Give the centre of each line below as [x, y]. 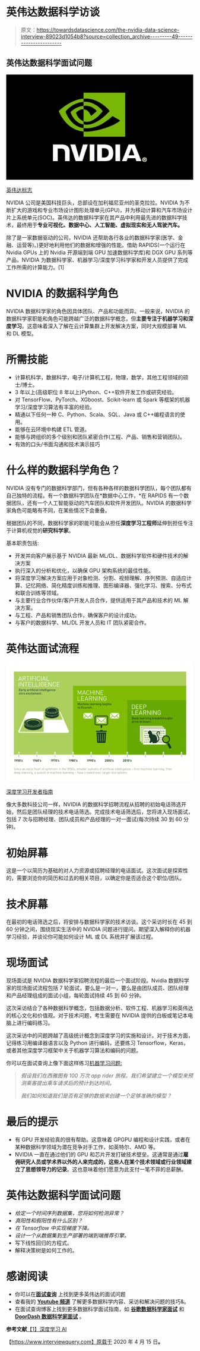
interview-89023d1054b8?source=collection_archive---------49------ [107, 36]
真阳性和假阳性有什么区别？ [49, 1221]
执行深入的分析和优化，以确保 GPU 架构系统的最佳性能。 [84, 571]
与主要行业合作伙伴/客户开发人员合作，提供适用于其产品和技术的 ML [98, 601]
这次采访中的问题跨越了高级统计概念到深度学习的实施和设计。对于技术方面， [100, 1036]
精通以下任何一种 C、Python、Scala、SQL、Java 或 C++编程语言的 [97, 414]
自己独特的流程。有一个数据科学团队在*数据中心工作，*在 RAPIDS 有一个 [95, 496]
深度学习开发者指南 [30, 792]
